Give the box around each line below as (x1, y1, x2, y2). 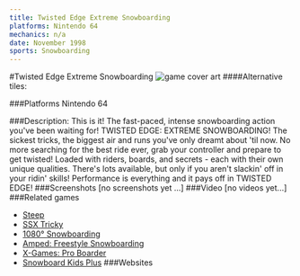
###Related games (9, 192, 80, 203)
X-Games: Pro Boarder (22, 248, 107, 259)
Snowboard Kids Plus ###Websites (22, 257, 154, 268)
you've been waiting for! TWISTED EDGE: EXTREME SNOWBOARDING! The (9, 125, 287, 136)
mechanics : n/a (9, 30, 66, 39)
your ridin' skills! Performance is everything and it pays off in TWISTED (9, 173, 272, 184)
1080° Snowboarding (22, 228, 101, 239)
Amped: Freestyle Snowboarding (22, 238, 145, 249)
